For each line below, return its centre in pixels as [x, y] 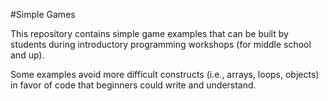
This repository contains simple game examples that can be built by [149, 33]
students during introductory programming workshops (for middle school [161, 44]
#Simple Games [43, 14]
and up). [27, 55]
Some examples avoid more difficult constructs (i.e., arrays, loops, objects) [165, 74]
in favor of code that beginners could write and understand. [133, 85]
